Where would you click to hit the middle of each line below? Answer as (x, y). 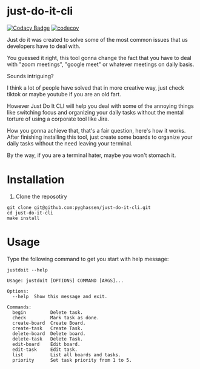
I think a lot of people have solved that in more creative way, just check (95, 88)
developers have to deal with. (44, 46)
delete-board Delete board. (49, 334)
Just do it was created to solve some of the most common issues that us (98, 39)
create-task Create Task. (48, 328)
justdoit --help (27, 270)
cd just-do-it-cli (30, 213)
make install (23, 218)
